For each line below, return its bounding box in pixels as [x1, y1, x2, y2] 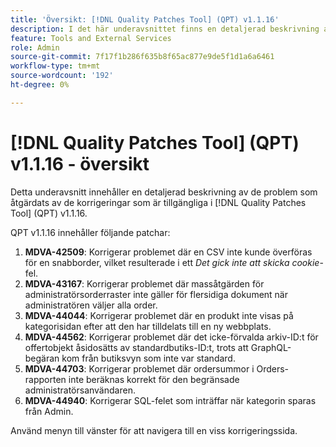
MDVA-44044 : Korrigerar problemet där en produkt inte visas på [24, 309, 294, 321]
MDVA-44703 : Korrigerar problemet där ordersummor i [24, 362, 255, 375]
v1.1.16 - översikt [10, 152, 150, 175]
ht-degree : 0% [10, 80, 70, 90]
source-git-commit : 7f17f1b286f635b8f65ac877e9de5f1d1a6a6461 [10, 52, 275, 62]
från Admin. [24, 405, 74, 417]
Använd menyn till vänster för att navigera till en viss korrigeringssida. [10, 424, 298, 436]
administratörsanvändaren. [24, 384, 136, 396]
